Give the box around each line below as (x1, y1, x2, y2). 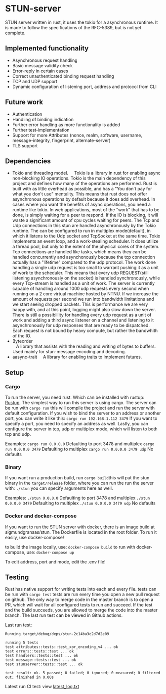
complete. (5, 30, 26, 36)
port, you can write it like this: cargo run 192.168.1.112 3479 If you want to (5, 416, 158, 421)
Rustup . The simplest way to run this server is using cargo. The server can (5, 400, 157, 406)
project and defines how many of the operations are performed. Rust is (12, 181, 157, 186)
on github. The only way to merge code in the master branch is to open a (5, 597, 154, 602)
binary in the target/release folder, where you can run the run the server (5, 480, 154, 486)
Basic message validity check (12, 62, 73, 68)
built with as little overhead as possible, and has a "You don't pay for (12, 186, 152, 192)
